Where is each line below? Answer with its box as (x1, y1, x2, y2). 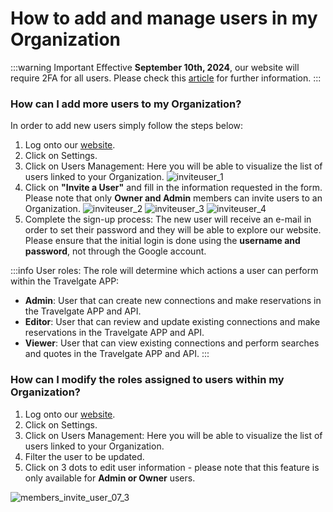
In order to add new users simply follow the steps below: (10, 120, 244, 132)
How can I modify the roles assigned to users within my (10, 373, 285, 387)
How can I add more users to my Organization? (10, 97, 242, 111)
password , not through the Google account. (24, 245, 207, 257)
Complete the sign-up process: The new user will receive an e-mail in (24, 213, 312, 226)
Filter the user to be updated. (24, 450, 145, 462)
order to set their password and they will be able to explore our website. (24, 224, 322, 236)
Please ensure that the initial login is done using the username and (24, 235, 301, 247)
